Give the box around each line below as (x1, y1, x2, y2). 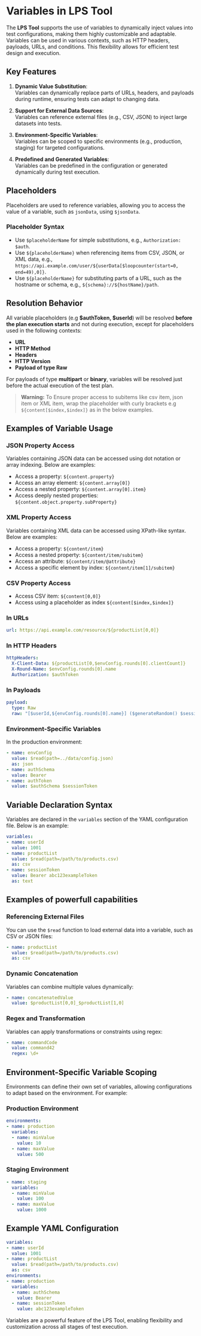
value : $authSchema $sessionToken (11, 783, 98, 789)
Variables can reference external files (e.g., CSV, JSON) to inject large (14, 113, 187, 120)
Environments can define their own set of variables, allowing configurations (6, 1083, 193, 1090)
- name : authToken (6, 778, 52, 784)
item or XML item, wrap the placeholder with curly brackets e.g (20, 400, 176, 407)
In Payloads (6, 686, 41, 694)
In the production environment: (6, 738, 83, 745)
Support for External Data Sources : (14, 106, 104, 114)
